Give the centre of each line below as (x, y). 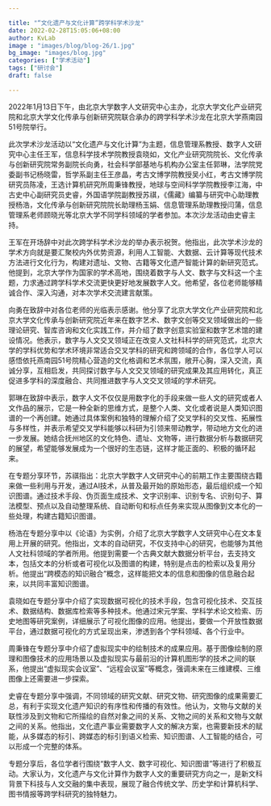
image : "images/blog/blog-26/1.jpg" (72, 45)
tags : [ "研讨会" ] (35, 68)
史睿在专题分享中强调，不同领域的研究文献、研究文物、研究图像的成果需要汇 (135, 695)
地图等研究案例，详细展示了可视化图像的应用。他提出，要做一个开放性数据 (139, 621)
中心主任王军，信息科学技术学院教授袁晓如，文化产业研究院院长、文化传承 (139, 154)
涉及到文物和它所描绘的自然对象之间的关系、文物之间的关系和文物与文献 (142, 715)
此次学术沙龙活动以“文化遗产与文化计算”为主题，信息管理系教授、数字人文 (132, 144)
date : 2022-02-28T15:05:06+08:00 (65, 30)
